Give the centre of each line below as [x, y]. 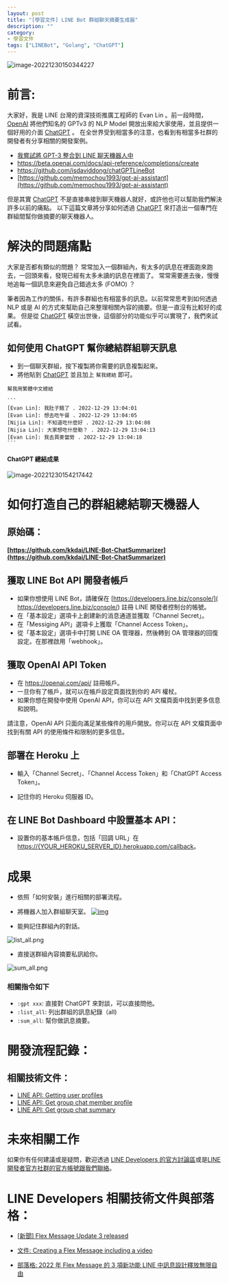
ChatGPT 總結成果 [33, 459]
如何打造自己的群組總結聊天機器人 [104, 505]
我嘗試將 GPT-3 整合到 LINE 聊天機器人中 [75, 155]
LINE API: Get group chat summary [66, 1110]
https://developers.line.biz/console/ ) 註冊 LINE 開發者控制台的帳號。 [113, 607]
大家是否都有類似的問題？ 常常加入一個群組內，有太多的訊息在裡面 [101, 267]
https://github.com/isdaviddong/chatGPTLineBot [86, 170]
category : [21, 33]
